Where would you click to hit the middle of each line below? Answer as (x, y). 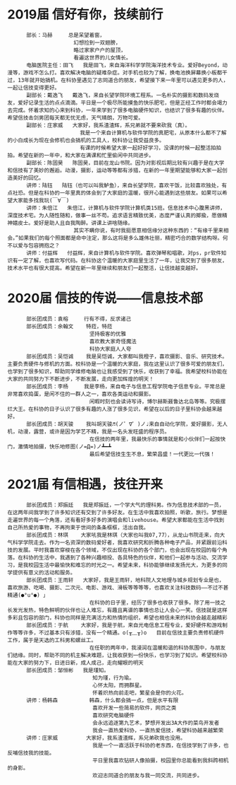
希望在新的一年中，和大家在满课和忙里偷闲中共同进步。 (86, 155)
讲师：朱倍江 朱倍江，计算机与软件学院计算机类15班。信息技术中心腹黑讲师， (125, 208)
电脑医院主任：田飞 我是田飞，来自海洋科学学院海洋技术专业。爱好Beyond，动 (126, 65)
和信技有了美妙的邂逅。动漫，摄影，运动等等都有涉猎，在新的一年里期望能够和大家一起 (115, 170)
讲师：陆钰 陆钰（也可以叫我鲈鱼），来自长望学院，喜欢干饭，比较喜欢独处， (124, 185)
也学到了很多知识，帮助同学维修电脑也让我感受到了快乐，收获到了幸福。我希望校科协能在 (117, 371)
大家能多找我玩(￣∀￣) (41, 200)
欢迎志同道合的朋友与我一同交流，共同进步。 (148, 775)
